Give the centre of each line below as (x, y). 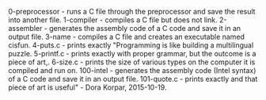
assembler (25, 28)
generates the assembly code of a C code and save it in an (145, 28)
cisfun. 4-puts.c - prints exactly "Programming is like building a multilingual (131, 45)
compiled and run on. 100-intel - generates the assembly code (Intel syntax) (132, 70)
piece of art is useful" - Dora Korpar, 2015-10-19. (87, 87)
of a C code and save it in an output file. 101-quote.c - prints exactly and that (133, 79)
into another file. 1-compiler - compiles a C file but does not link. (113, 20)
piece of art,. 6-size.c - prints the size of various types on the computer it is (132, 62)
